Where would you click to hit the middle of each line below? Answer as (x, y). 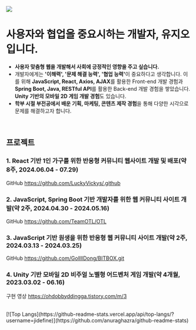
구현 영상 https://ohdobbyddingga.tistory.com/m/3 (67, 296)
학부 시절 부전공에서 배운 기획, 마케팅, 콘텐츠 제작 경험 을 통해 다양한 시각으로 (102, 103)
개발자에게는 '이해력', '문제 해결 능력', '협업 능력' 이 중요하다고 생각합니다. (98, 74)
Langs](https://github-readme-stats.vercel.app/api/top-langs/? (98, 314)
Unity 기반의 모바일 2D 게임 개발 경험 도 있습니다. (70, 96)
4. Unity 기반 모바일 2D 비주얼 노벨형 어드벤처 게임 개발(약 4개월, (93, 275)
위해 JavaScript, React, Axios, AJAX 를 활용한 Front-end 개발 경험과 (102, 81)
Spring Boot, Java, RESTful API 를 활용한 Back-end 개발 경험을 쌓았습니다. (102, 88)
